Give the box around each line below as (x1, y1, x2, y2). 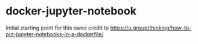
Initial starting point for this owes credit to (5, 24, 109, 31)
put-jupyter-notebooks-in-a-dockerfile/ (5, 30, 104, 37)
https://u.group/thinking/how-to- (110, 24, 191, 31)
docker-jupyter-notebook (5, 4, 137, 18)
